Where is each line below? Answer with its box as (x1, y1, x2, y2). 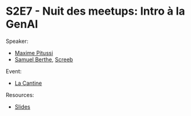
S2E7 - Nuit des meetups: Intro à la (6, 4, 185, 18)
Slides (14, 103, 31, 111)
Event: (6, 67, 22, 74)
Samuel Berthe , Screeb (14, 56, 73, 63)
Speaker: (6, 37, 29, 45)
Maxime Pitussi (14, 49, 53, 56)
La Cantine (14, 79, 42, 87)
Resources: (6, 91, 34, 98)
